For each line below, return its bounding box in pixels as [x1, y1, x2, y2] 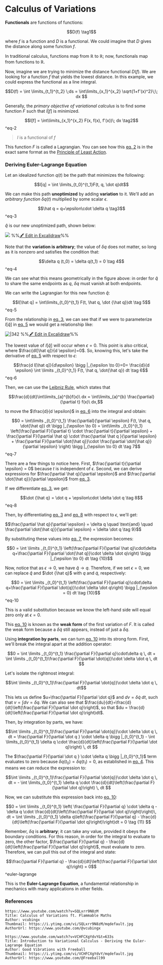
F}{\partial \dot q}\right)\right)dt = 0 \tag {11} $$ [55, 819, 151, 825]
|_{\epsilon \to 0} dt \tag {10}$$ [50, 556, 113, 561]
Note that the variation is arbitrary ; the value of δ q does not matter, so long [5, 244, 157, 250]
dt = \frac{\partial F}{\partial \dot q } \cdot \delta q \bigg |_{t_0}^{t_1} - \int [8, 734, 155, 740]
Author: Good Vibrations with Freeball [5, 947, 86, 952]
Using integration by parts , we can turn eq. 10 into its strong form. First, [5, 636, 149, 642]
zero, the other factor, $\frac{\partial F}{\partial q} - [5, 839, 108, 845]
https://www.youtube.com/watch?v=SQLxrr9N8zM [5, 909, 98, 914]
